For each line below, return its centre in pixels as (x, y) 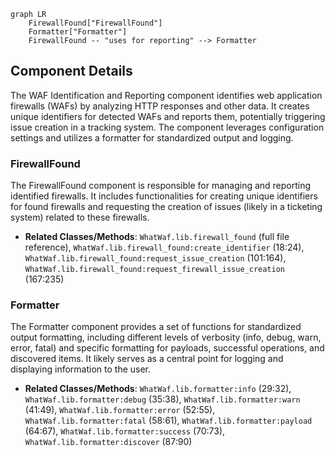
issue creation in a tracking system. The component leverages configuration (167, 127)
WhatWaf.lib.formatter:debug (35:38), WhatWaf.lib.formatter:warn (162, 399)
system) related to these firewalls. (80, 217)
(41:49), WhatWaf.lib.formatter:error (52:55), (120, 410)
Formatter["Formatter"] (78, 32)
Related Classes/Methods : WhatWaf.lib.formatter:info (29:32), (158, 389)
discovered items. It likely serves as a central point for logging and (147, 359)
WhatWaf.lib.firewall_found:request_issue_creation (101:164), (155, 258)
